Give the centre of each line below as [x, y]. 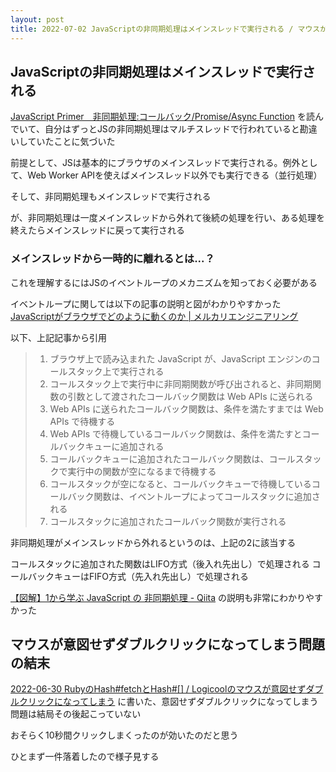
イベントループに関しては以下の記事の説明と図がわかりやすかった [146, 303]
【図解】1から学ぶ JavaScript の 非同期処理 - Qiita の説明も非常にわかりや [162, 597]
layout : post [37, 19]
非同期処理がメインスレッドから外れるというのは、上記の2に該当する [153, 542]
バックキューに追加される [111, 446]
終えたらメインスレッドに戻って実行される [98, 230]
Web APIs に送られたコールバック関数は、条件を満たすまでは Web [186, 408]
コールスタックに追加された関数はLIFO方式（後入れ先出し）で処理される [160, 563]
